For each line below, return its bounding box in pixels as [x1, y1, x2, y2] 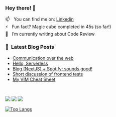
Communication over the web [12, 55, 74, 61]
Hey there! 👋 [5, 5, 36, 12]
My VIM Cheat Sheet [12, 76, 56, 82]
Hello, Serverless [12, 60, 48, 66]
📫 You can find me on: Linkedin [5, 16, 74, 22]
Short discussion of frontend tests [12, 71, 83, 77]
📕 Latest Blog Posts [5, 44, 55, 51]
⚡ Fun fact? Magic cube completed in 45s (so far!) [5, 24, 111, 30]
